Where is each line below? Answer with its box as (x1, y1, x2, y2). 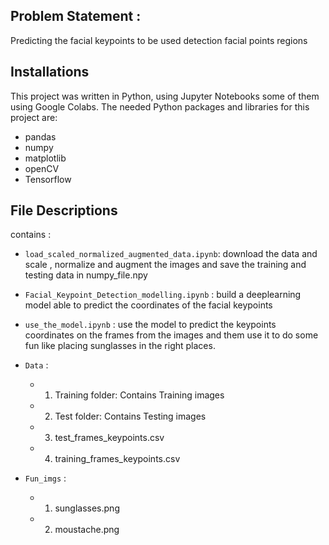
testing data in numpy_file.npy (24, 269, 148, 281)
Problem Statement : (10, 8, 142, 25)
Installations (10, 64, 90, 81)
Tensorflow (24, 173, 72, 185)
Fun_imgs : (24, 472, 67, 484)
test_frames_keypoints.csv (54, 432, 165, 444)
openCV (24, 162, 60, 174)
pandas (24, 130, 57, 143)
